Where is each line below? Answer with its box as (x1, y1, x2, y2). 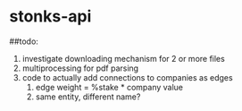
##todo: (9, 36, 38, 47)
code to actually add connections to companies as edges (21, 72, 234, 82)
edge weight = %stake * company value (35, 81, 184, 92)
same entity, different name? (35, 91, 141, 102)
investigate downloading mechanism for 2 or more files (21, 53, 225, 64)
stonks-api (9, 6, 92, 27)
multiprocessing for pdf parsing (21, 63, 139, 73)
